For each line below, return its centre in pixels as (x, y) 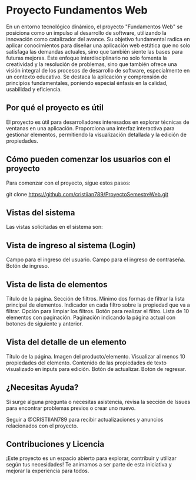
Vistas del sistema (41, 213)
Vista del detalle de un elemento (66, 342)
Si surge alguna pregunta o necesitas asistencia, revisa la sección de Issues (98, 402)
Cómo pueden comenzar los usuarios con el (88, 160)
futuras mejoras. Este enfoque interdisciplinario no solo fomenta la (87, 58)
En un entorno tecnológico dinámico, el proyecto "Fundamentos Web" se (94, 27)
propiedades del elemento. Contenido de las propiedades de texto (86, 363)
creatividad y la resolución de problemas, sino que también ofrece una (92, 64)
